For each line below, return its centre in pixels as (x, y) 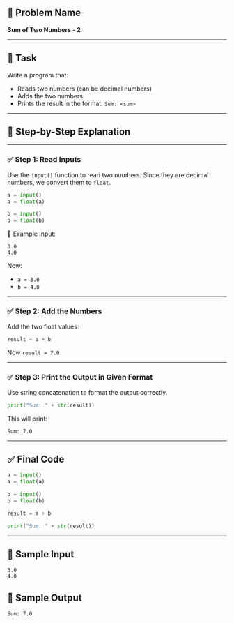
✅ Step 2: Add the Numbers (55, 311)
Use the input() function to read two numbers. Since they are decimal (108, 174)
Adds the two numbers (50, 96)
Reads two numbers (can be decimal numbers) (84, 89)
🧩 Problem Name (44, 13)
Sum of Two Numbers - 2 (44, 29)
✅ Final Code (36, 459)
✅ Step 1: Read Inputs (44, 160)
